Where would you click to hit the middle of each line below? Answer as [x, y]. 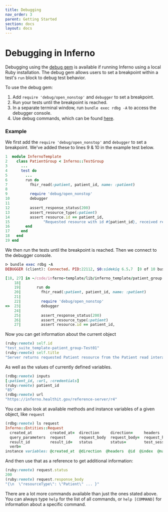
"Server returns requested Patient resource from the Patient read [77, 357]
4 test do [21, 171]
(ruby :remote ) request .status [37, 470]
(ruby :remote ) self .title [32, 353]
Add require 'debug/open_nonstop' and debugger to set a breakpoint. [83, 97]
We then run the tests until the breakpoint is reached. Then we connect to [81, 250]
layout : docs [19, 29]
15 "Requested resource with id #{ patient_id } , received [81, 222]
